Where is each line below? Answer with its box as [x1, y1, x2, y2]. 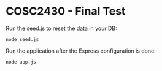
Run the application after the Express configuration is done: [6, 47, 156, 54]
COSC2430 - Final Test [6, 4, 126, 18]
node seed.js [6, 36, 39, 42]
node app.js [6, 59, 36, 65]
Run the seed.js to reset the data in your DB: [6, 24, 117, 32]
